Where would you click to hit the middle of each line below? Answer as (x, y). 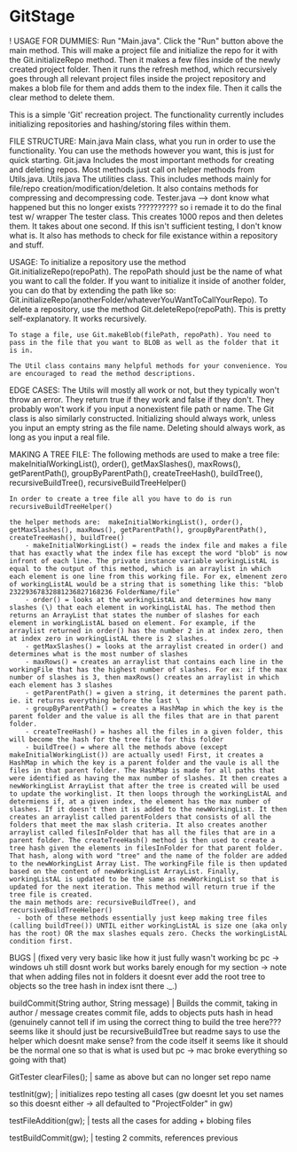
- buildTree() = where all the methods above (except (126, 747)
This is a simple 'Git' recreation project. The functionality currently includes (147, 114)
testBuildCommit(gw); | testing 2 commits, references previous (124, 1138)
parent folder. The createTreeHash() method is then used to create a (142, 840)
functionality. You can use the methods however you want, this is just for (142, 150)
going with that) (38, 1059)
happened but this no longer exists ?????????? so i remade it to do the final (145, 207)
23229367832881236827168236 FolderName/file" (94, 592)
